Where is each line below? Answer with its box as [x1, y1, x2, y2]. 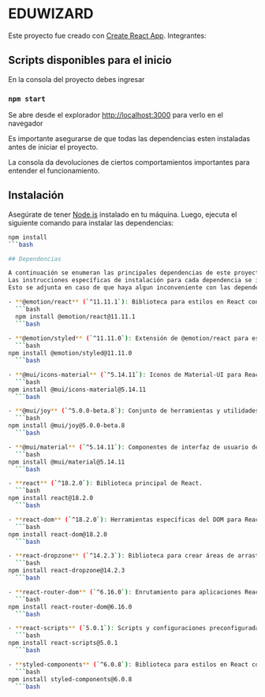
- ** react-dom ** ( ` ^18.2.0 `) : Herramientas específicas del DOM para [8, 516, 242, 524]
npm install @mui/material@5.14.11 [8, 458, 125, 466]
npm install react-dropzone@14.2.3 [8, 567, 125, 575]
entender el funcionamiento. [8, 166, 100, 176]
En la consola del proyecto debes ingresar [8, 74, 145, 84]
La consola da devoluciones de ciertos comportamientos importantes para [8, 158, 250, 167]
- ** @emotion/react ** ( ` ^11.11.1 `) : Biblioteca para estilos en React [8, 298, 245, 306]
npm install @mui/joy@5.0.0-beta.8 [8, 422, 125, 430]
